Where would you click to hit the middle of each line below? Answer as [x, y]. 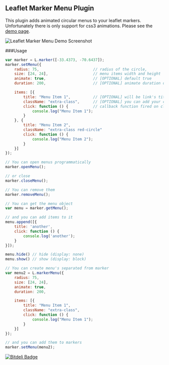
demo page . [18, 31]
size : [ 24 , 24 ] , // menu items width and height [88, 74]
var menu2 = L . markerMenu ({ [35, 273]
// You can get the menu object [39, 203]
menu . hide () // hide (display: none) [45, 254]
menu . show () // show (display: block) [46, 259]
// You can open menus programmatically [48, 162]
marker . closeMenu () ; [27, 181]
